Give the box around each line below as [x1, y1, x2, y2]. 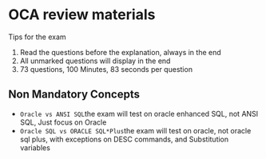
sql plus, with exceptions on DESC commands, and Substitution [19, 134, 229, 144]
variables [19, 142, 50, 153]
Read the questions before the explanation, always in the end [19, 47, 221, 57]
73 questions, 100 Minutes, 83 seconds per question [19, 64, 193, 74]
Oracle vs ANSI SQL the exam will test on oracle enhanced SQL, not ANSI [19, 109, 259, 118]
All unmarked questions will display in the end [19, 56, 171, 66]
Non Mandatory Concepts [8, 88, 140, 101]
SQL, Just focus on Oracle [19, 117, 107, 127]
